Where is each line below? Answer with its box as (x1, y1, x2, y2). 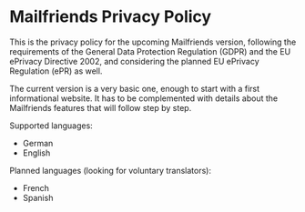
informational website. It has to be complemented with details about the (9, 93, 279, 104)
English (22, 147, 51, 158)
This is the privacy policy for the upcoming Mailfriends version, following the (9, 36, 297, 47)
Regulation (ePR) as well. (9, 66, 103, 76)
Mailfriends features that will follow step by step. (9, 102, 192, 113)
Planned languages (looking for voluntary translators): (9, 165, 212, 176)
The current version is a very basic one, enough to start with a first (9, 83, 260, 94)
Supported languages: (9, 120, 93, 131)
